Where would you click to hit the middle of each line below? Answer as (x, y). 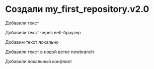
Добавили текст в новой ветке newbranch (50, 52)
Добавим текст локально (32, 42)
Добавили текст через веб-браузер (43, 32)
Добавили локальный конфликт (38, 61)
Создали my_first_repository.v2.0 (77, 9)
